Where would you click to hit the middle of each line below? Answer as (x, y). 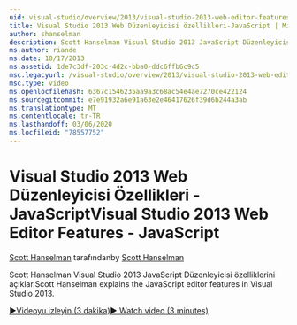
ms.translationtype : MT (53, 108)
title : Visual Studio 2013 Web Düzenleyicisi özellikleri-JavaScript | (144, 26)
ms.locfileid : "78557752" (57, 133)
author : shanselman (45, 34)
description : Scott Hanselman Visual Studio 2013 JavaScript (124, 42)
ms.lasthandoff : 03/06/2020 (61, 125)
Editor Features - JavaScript (114, 233)
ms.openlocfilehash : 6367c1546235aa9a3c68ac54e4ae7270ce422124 (128, 91)
